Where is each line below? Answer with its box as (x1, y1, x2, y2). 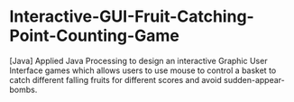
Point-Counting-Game (9, 25, 180, 46)
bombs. (9, 84, 38, 95)
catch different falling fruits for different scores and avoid (9, 74, 223, 85)
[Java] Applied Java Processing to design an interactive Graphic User (9, 55, 268, 66)
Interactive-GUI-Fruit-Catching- (9, 6, 254, 27)
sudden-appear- (224, 74, 286, 85)
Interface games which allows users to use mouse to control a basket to (9, 65, 277, 76)
